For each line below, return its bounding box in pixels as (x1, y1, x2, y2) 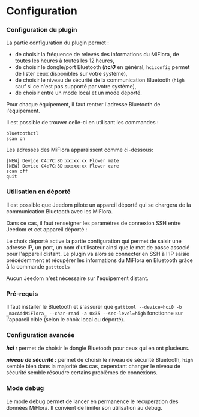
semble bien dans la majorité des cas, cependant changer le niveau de (6, 362, 181, 370)
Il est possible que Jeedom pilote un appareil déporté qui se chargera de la (6, 201, 191, 208)
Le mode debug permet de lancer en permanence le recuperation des (6, 398, 179, 405)
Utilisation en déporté (6, 187, 71, 196)
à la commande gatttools (6, 263, 70, 270)
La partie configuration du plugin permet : (6, 39, 110, 46)
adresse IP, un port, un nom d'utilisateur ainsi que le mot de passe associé (6, 243, 190, 251)
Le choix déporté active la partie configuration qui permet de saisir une (6, 237, 182, 245)
